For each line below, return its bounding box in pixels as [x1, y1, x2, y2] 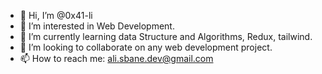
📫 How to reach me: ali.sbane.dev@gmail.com [19, 53, 214, 64]
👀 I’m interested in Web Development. [19, 20, 175, 32]
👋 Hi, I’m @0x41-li [19, 10, 93, 21]
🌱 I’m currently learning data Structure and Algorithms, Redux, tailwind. [19, 31, 313, 42]
